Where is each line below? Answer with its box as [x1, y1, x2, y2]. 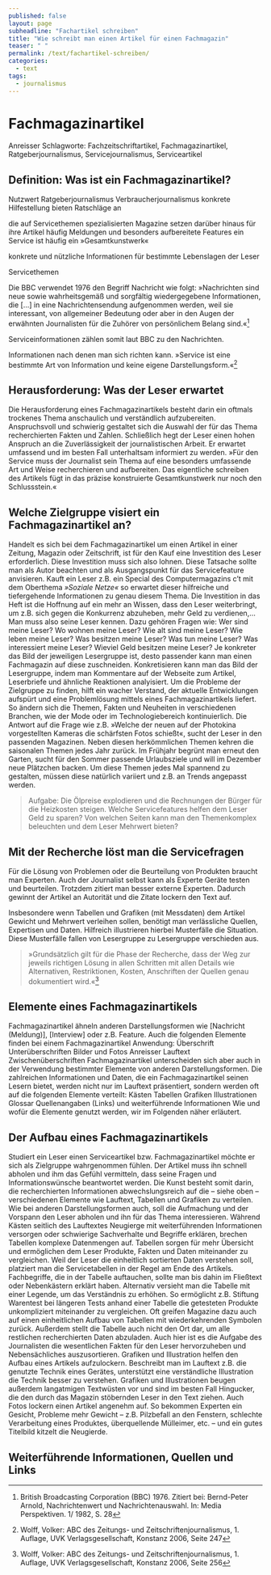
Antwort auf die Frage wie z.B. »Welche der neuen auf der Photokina [8, 720, 236, 730]
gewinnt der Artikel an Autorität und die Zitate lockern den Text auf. [8, 893, 232, 902]
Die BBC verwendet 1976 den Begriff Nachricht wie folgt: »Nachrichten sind [8, 283, 260, 293]
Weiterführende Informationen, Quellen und [8, 1450, 234, 1464]
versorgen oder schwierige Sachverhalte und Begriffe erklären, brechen [8, 1230, 248, 1239]
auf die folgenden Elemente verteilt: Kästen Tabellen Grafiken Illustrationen [8, 1090, 257, 1100]
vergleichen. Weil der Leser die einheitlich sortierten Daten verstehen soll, [8, 1255, 254, 1265]
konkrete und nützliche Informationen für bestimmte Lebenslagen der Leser [8, 251, 260, 261]
